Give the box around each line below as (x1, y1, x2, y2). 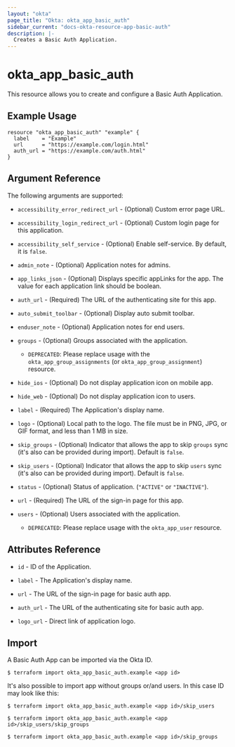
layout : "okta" (7, 10, 52, 18)
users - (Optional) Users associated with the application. (17, 509, 181, 518)
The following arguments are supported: (7, 191, 124, 200)
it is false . (17, 247, 48, 255)
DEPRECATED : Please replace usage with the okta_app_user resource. (27, 523, 222, 531)
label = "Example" (13, 135, 77, 142)
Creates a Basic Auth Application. (13, 37, 118, 44)
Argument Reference (7, 173, 101, 185)
